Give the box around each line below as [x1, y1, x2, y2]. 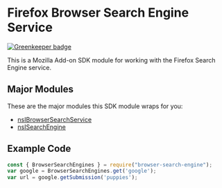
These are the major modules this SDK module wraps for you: [7, 102, 183, 110]
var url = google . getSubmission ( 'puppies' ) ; [7, 174, 138, 181]
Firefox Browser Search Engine [7, 5, 189, 21]
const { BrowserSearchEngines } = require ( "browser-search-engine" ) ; [7, 161, 213, 168]
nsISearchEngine [17, 123, 66, 131]
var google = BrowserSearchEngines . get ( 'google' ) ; [7, 168, 157, 175]
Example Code [7, 143, 71, 155]
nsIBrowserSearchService [17, 115, 92, 123]
